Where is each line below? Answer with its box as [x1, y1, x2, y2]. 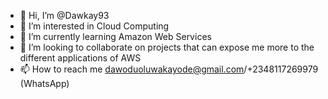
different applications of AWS [19, 52, 142, 64]
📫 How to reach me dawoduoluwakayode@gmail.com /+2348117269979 [19, 63, 319, 75]
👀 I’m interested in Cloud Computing [19, 20, 170, 32]
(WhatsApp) [19, 78, 70, 89]
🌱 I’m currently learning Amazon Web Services [19, 31, 212, 42]
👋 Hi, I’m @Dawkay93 [19, 10, 110, 21]
